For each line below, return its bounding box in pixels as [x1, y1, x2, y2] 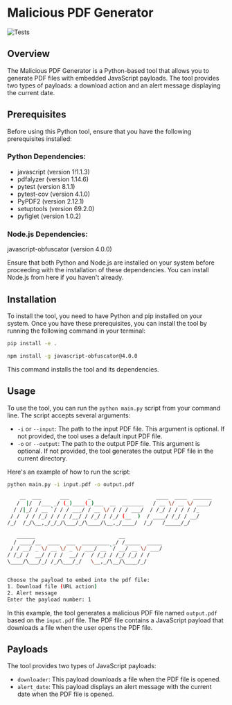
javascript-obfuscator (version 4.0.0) [7, 245, 112, 254]
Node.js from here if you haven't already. [7, 273, 124, 282]
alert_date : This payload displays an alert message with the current [17, 683, 212, 691]
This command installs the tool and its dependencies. [7, 365, 159, 373]
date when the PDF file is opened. [17, 690, 114, 699]
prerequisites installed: [7, 134, 73, 143]
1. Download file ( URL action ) [7, 583, 98, 590]
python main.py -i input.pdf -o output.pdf [7, 481, 135, 488]
